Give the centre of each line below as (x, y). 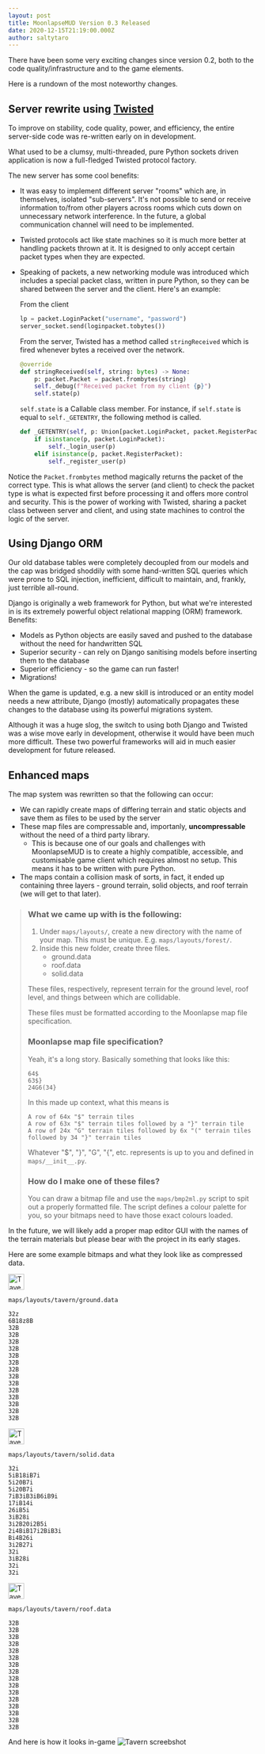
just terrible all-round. (44, 588)
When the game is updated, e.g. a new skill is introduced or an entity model (131, 693)
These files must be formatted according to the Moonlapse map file (137, 1013)
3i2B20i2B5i (28, 1524)
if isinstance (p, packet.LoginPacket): (100, 439)
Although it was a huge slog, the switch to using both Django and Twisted (128, 725)
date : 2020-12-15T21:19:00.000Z (61, 30)
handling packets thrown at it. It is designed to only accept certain (127, 248)
